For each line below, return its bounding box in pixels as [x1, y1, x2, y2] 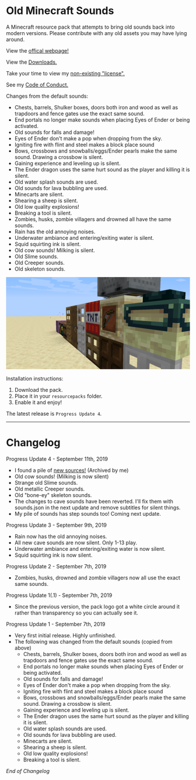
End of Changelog [6, 767, 50, 774]
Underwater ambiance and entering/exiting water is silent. [14, 234, 155, 241]
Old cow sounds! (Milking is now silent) [14, 472, 109, 480]
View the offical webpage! [6, 47, 69, 54]
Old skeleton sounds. [14, 265, 66, 272]
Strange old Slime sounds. [14, 479, 78, 486]
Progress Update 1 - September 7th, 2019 [6, 620, 106, 627]
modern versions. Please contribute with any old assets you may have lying [6, 29, 187, 36]
